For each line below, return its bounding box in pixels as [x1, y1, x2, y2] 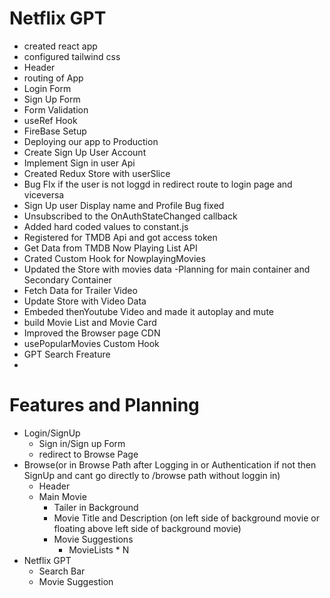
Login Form [23, 82, 72, 94]
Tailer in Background [53, 501, 139, 513]
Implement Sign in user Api [23, 157, 136, 169]
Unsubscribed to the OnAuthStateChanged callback [23, 210, 238, 222]
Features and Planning [9, 394, 200, 417]
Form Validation [23, 103, 89, 116]
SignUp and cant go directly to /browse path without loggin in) [23, 469, 281, 481]
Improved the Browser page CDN [23, 327, 161, 339]
